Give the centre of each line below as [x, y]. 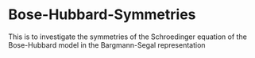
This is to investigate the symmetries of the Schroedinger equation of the [128, 37]
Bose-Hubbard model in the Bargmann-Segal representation [107, 44]
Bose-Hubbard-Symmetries [102, 15]
